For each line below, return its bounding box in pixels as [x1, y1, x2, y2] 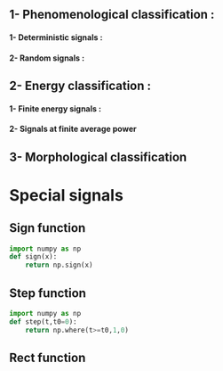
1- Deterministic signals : [9, 31, 103, 43]
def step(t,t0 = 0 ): [9, 317, 77, 326]
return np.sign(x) [25, 260, 93, 270]
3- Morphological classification [9, 149, 187, 164]
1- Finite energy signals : [9, 103, 102, 114]
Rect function [9, 350, 86, 365]
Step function [9, 285, 87, 301]
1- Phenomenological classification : [9, 7, 215, 22]
